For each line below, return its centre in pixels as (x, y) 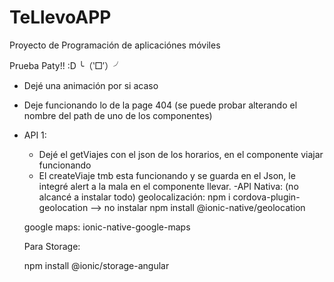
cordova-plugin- (266, 197)
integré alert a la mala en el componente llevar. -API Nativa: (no (168, 186)
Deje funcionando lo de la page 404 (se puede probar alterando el (160, 105)
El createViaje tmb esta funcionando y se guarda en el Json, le (167, 175)
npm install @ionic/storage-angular (96, 265)
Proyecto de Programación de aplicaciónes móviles (115, 45)
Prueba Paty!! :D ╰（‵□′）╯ (66, 65)
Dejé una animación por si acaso (91, 85)
